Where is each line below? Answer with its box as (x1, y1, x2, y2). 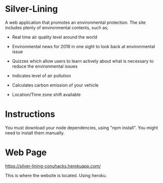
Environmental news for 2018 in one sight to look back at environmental (12, 43, 155, 49)
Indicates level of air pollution (12, 73, 71, 78)
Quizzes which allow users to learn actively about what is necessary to (12, 58, 154, 64)
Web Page (5, 147, 47, 158)
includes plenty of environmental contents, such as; (5, 24, 109, 30)
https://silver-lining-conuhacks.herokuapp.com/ (5, 163, 101, 169)
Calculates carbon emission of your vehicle (12, 82, 98, 88)
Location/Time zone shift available (12, 91, 81, 97)
